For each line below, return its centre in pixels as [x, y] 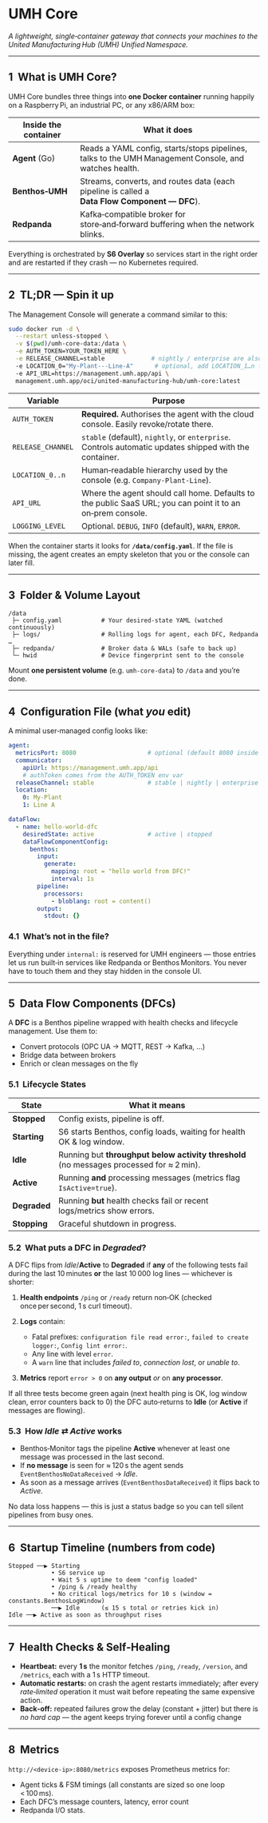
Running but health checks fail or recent [134, 1200]
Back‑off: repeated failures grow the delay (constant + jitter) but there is [139, 1709]
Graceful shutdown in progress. [118, 1223]
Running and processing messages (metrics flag [150, 1178]
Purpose [169, 401]
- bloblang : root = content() [101, 901]
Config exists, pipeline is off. [112, 1119]
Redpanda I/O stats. [52, 1810]
